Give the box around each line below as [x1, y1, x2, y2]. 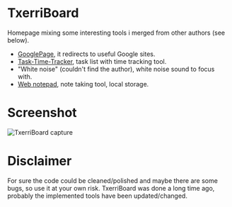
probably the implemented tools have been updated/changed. [7, 191, 187, 200]
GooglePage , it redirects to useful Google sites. [17, 50, 156, 58]
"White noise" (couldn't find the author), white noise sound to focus [17, 65, 215, 73]
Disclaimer [7, 153, 72, 169]
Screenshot [7, 105, 77, 121]
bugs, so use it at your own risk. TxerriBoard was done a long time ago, [7, 184, 215, 192]
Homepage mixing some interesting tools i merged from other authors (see [7, 28, 225, 37]
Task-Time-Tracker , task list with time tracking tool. [17, 57, 167, 65]
